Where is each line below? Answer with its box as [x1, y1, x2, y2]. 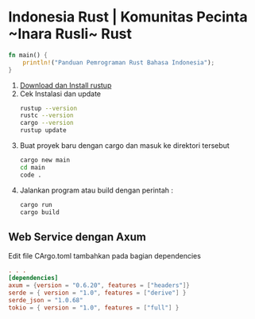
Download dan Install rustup [19, 80, 112, 90]
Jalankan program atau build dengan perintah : [19, 185, 173, 195]
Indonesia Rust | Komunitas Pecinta [8, 8, 248, 26]
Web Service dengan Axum [8, 230, 147, 243]
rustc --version [19, 111, 74, 119]
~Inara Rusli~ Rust [8, 25, 133, 43]
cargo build [19, 208, 60, 216]
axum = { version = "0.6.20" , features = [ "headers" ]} [8, 282, 191, 290]
